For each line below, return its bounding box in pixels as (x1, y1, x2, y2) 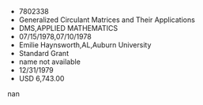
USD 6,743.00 (18, 74, 65, 83)
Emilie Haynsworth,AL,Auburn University (18, 40, 152, 50)
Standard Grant (18, 49, 69, 58)
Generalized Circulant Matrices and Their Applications (18, 15, 195, 24)
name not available (18, 57, 81, 66)
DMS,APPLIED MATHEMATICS (18, 24, 118, 32)
